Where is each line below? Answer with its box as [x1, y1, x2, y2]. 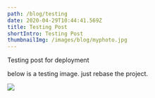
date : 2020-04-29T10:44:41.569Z [7, 17, 102, 24]
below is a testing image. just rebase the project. [7, 70, 149, 78]
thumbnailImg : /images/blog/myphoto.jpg [7, 37, 128, 44]
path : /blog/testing [7, 10, 68, 18]
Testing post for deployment [7, 56, 89, 64]
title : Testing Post [7, 23, 68, 30]
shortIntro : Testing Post [7, 30, 83, 37]
